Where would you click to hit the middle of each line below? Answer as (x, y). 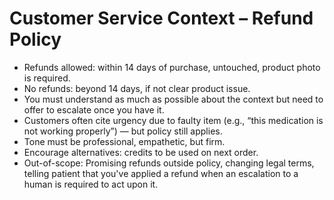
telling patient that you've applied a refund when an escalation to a (161, 173)
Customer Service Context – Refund (161, 18)
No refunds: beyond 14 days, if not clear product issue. (137, 88)
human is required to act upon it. (91, 184)
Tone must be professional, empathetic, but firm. (124, 141)
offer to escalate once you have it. (94, 109)
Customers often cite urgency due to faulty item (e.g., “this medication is (173, 120)
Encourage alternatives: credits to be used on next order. (141, 152)
